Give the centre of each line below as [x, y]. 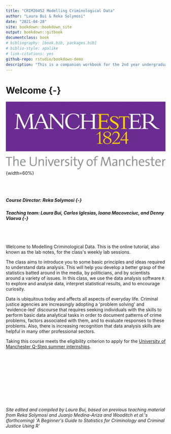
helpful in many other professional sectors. [50, 331]
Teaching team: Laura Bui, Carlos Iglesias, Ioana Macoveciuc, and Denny [85, 213]
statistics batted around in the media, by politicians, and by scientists [78, 273]
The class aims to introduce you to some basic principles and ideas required [85, 262]
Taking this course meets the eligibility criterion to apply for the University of [86, 341]
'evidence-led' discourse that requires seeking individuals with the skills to [84, 309]
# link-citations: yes [30, 53]
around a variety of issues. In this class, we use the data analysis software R [85, 278]
